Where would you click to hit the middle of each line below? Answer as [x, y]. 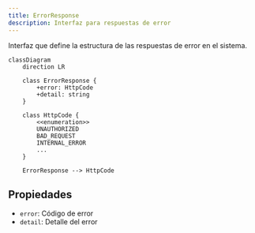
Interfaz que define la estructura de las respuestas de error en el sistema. [127, 45]
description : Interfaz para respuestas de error [90, 23]
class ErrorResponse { [60, 81]
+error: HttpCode [65, 88]
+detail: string [63, 94]
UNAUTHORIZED [58, 129]
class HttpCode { [51, 115]
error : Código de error [56, 213]
